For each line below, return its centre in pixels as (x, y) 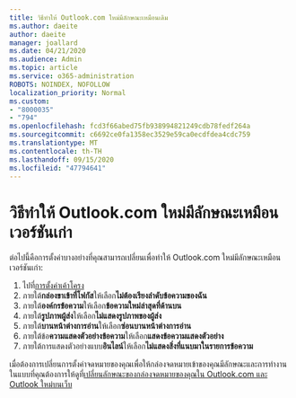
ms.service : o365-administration (72, 76)
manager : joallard (44, 43)
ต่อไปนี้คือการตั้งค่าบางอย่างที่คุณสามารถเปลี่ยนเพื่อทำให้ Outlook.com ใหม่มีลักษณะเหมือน (145, 258)
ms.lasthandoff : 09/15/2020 (62, 159)
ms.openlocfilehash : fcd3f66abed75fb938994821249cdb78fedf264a (130, 127)
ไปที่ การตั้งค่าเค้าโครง (53, 286)
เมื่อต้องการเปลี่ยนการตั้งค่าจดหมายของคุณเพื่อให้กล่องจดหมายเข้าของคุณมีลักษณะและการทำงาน (148, 364)
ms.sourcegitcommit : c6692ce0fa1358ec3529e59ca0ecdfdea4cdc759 (130, 135)
